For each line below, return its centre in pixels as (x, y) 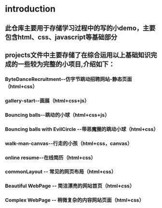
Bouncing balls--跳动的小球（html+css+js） (57, 115)
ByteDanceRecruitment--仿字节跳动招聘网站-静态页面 (68, 79)
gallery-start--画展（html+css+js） (47, 100)
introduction (30, 9)
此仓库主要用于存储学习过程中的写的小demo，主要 (80, 28)
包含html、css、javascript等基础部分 (61, 37)
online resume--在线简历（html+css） (50, 158)
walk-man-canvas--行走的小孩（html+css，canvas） (69, 143)
